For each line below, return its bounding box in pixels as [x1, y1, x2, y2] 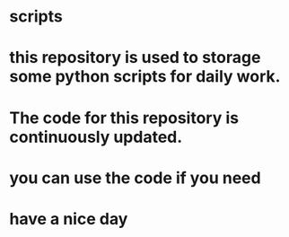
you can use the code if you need [9, 168, 262, 188]
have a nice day [9, 208, 128, 229]
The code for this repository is [9, 108, 240, 127]
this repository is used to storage [9, 48, 261, 68]
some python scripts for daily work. [9, 66, 281, 87]
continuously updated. [9, 127, 183, 147]
